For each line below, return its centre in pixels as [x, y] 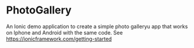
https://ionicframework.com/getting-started [59, 39]
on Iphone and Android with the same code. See [65, 32]
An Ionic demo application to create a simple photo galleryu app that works [97, 26]
